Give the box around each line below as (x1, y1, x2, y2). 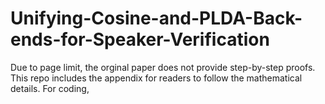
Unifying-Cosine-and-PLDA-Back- (10, 7, 303, 30)
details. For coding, (10, 82, 90, 94)
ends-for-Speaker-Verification (10, 28, 270, 51)
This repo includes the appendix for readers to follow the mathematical (10, 72, 303, 84)
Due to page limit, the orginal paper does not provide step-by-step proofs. (10, 61, 316, 73)
